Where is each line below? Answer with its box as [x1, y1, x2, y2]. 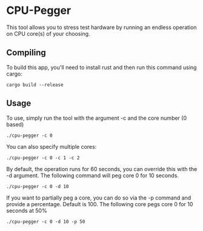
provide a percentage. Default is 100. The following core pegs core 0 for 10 [6, 200, 193, 207]
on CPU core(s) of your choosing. [6, 30, 90, 37]
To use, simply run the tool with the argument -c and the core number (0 [6, 114, 187, 122]
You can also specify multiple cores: [6, 143, 97, 150]
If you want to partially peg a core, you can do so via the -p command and [6, 194, 191, 201]
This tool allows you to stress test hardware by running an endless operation [6, 24, 197, 31]
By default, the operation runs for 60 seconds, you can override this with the [6, 165, 198, 172]
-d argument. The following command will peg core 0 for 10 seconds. [6, 172, 179, 179]
